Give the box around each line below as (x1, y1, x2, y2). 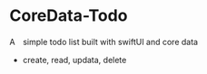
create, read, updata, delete (22, 54, 127, 65)
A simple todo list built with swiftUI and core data (9, 36, 198, 47)
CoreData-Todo (9, 5, 128, 26)
